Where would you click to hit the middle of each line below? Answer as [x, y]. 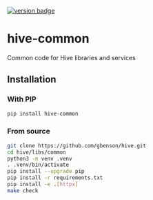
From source [29, 131]
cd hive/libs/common [37, 152]
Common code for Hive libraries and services [71, 57]
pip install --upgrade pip [46, 172]
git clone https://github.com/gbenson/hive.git [77, 145]
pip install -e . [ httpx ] [43, 184]
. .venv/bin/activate [38, 165]
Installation [32, 80]
